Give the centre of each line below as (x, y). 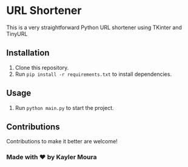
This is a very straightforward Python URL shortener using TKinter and (94, 27)
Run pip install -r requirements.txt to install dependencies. (93, 74)
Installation (28, 53)
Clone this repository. (42, 67)
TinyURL (17, 33)
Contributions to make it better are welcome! (62, 141)
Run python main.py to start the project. (64, 107)
